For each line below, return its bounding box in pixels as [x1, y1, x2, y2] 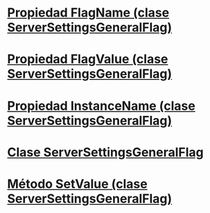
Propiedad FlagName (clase [7, 5, 170, 21]
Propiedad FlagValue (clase [7, 51, 168, 67]
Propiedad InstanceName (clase [7, 98, 195, 114]
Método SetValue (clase [7, 176, 148, 191]
